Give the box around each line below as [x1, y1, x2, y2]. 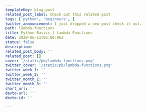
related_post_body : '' [5, 49, 52, 54]
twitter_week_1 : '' [5, 68, 46, 73]
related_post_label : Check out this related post [5, 12, 111, 17]
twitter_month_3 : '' [5, 81, 48, 86]
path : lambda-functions [5, 26, 55, 31]
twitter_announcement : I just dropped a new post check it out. [5, 21, 142, 26]
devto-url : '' [5, 91, 35, 96]
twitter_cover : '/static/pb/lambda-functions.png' [5, 63, 113, 68]
